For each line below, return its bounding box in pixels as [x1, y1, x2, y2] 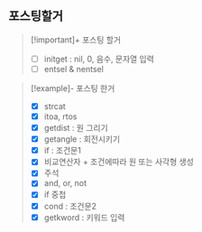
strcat [43, 100, 67, 111]
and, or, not [43, 178, 87, 189]
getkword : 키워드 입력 [43, 211, 125, 223]
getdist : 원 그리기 [43, 123, 109, 134]
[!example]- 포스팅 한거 [30, 82, 115, 93]
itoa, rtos [43, 111, 78, 122]
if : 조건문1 [43, 145, 82, 156]
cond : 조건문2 [43, 200, 96, 211]
